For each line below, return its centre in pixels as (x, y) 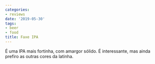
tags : (11, 23)
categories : (17, 10)
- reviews (15, 14)
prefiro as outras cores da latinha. (39, 56)
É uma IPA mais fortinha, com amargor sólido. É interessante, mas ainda (78, 51)
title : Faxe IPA (22, 37)
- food (12, 32)
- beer (12, 28)
